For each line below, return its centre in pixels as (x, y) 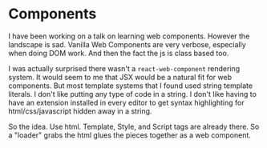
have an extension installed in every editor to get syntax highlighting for (126, 102)
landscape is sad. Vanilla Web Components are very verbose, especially (127, 44)
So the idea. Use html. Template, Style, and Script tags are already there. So (134, 126)
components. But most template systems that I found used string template (131, 86)
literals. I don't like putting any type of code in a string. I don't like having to (132, 94)
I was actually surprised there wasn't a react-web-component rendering (124, 68)
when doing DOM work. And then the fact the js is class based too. (119, 53)
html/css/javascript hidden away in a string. (80, 111)
